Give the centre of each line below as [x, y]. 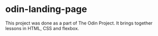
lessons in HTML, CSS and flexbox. [42, 28]
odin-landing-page [46, 9]
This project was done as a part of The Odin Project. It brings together [79, 23]
